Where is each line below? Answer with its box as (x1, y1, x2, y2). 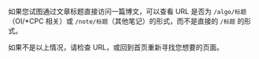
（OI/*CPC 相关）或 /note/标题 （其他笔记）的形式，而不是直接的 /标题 (8, 16, 236, 26)
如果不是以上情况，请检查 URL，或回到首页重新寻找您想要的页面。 (8, 43, 224, 52)
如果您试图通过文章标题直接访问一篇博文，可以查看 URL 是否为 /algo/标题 (8, 7, 246, 16)
